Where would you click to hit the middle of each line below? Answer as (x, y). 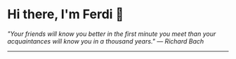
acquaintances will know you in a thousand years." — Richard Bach (106, 41)
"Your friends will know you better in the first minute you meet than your (112, 34)
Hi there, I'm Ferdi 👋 (66, 14)
